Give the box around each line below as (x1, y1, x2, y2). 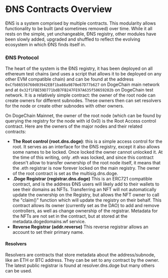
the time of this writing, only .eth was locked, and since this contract (12, 154, 154, 160)
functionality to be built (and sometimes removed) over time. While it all (5, 25, 153, 31)
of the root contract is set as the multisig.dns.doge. (12, 170, 118, 176)
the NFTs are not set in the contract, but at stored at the (12, 213, 128, 219)
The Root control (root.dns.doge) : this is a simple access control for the (12, 138, 162, 144)
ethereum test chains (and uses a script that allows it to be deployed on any (5, 71, 162, 77)
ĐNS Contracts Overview (5, 4, 112, 15)
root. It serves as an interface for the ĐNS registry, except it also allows (12, 144, 160, 150)
